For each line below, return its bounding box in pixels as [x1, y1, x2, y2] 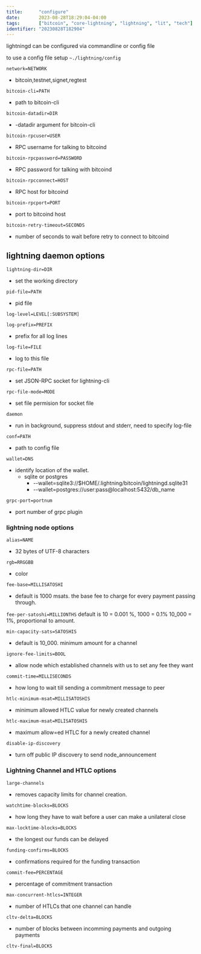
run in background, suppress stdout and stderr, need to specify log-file [14, 422, 192, 429]
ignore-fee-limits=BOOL [6, 651, 66, 658]
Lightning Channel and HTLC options [6, 766, 116, 775]
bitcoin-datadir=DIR [6, 110, 59, 117]
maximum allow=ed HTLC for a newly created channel [14, 729, 150, 736]
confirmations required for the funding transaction [14, 858, 140, 865]
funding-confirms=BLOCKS [6, 847, 69, 853]
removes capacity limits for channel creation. [14, 790, 127, 798]
